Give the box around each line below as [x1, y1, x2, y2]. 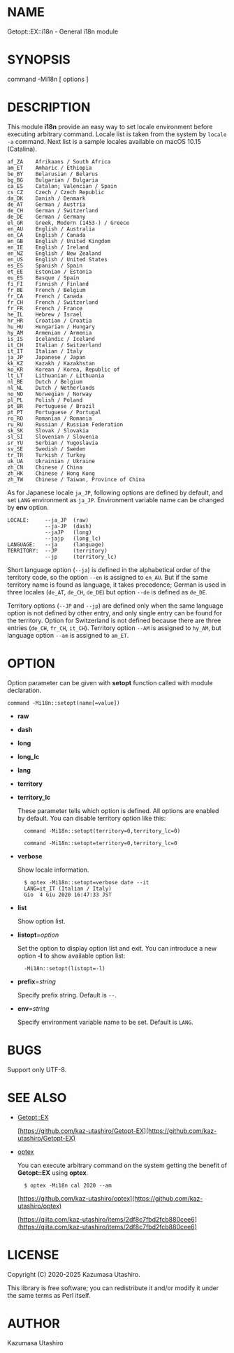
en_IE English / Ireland [7, 244, 89, 251]
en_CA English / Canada [7, 231, 86, 238]
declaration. [7, 686, 42, 694]
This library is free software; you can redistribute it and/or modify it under [7, 1283, 219, 1292]
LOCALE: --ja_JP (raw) [7, 516, 89, 524]
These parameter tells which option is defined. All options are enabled [17, 806, 219, 814]
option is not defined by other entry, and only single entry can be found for [7, 608, 222, 617]
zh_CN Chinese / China [7, 464, 82, 471]
